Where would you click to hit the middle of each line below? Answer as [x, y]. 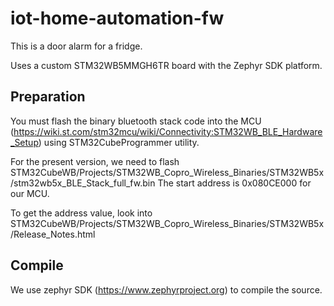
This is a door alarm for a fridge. [76, 46]
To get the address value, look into [81, 213]
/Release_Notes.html [53, 234]
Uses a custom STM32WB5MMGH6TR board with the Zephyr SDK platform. [166, 65]
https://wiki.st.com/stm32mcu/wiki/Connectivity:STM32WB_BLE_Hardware [168, 131]
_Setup [24, 142]
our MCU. [30, 193]
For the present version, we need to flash [95, 161]
